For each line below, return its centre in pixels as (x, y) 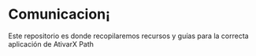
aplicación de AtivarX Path (51, 44)
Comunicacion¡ (59, 14)
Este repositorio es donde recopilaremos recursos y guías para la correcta (129, 36)
